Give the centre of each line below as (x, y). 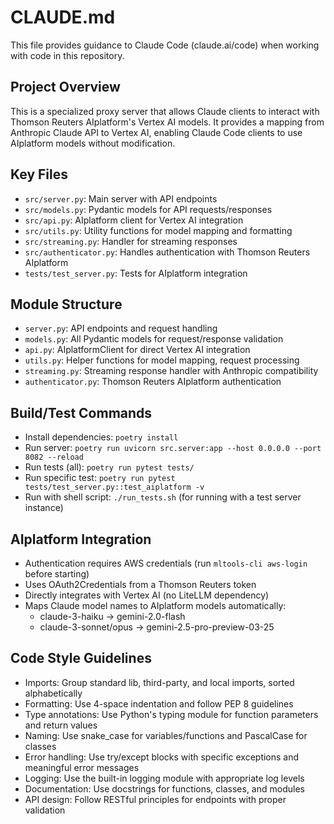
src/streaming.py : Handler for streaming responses (131, 241)
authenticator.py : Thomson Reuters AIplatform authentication (153, 382)
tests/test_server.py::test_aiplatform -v (114, 487)
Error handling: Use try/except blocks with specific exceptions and (162, 757)
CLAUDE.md (63, 17)
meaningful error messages (82, 767)
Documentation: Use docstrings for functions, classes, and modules (164, 788)
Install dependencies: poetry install (101, 437)
